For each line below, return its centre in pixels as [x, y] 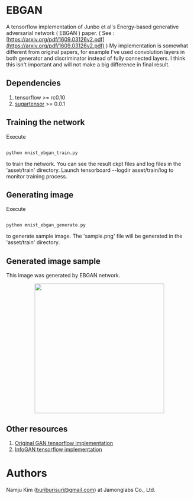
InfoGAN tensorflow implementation [58, 449]
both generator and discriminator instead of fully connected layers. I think [96, 58]
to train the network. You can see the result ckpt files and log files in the [94, 164]
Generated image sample [53, 261]
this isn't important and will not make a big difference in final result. [88, 64]
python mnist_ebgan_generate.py [46, 225]
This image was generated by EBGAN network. [63, 276]
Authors [27, 473]
